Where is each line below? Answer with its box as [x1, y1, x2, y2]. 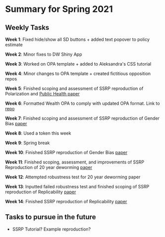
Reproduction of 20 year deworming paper [5, 164, 93, 170]
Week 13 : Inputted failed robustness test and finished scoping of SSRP [5, 184, 150, 189]
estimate [5, 42, 23, 48]
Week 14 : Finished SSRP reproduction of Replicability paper [5, 199, 127, 204]
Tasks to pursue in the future [5, 213, 96, 222]
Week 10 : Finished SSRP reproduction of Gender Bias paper [5, 150, 128, 155]
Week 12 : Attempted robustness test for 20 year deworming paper [5, 174, 141, 180]
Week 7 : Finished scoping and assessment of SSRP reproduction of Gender [5, 115, 160, 121]
